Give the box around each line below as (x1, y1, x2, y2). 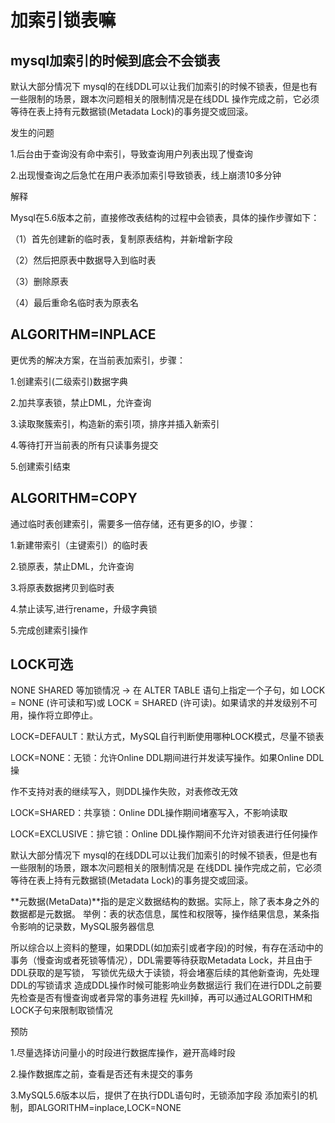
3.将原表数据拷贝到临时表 (10, 581, 115, 593)
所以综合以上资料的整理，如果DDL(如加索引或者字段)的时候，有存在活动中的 (10, 942, 324, 954)
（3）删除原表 (10, 276, 69, 287)
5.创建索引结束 (10, 460, 71, 472)
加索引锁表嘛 (10, 9, 117, 32)
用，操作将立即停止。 (10, 709, 98, 721)
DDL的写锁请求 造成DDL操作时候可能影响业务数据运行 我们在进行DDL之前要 (10, 979, 323, 991)
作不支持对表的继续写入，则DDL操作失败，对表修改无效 (10, 786, 239, 798)
